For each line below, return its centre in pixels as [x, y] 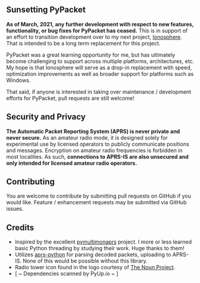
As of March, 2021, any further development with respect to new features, [100, 24]
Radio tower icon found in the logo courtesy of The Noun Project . [95, 267]
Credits [20, 227]
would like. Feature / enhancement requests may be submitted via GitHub [96, 202]
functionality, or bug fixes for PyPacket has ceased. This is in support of [97, 30]
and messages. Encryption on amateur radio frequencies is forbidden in [95, 150]
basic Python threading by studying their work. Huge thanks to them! [100, 248]
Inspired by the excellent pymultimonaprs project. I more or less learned [103, 242]
